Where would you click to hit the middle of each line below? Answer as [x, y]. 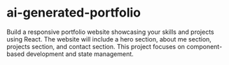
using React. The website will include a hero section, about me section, [109, 39]
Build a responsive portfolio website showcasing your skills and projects [110, 32]
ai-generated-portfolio [74, 13]
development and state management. [80, 54]
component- [204, 46]
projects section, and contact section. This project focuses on [96, 46]
